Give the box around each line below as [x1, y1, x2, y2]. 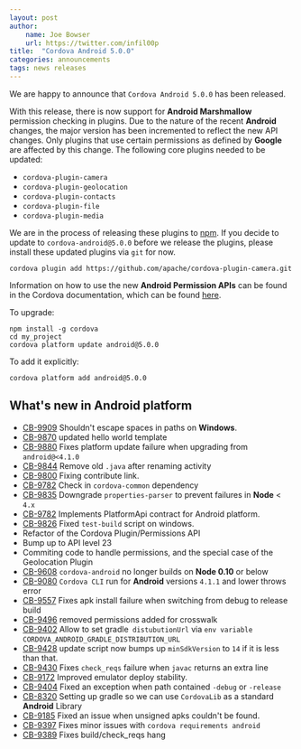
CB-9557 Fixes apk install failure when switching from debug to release [22, 595, 288, 605]
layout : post [9, 13, 59, 23]
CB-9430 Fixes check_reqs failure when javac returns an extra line [22, 661, 269, 673]
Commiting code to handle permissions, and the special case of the [22, 547, 273, 557]
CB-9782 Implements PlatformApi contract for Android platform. [22, 508, 260, 520]
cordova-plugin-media [22, 211, 104, 220]
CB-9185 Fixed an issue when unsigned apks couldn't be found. [22, 710, 260, 721]
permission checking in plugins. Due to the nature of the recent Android [9, 115, 277, 126]
